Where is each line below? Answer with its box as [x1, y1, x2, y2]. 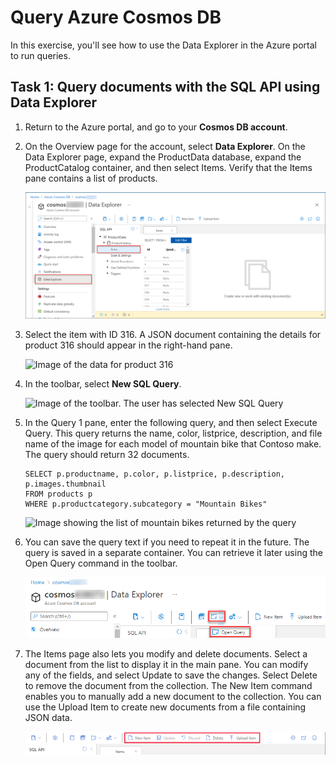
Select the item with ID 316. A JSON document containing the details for [24, 328, 322, 340]
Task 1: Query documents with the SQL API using [10, 79, 321, 96]
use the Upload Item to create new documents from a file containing [24, 701, 307, 713]
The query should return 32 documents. [24, 448, 190, 460]
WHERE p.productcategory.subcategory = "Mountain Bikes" [24, 499, 268, 509]
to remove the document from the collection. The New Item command [24, 679, 313, 691]
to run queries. [10, 49, 71, 61]
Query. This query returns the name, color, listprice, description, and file [24, 427, 323, 439]
